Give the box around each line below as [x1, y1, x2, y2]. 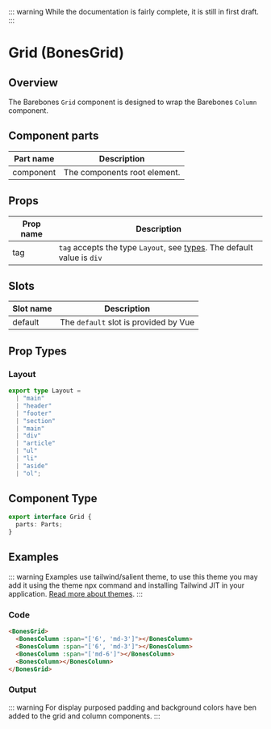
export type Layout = [8, 387, 81, 395]
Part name [13, 153, 55, 164]
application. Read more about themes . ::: [8, 589, 144, 598]
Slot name [12, 303, 52, 314]
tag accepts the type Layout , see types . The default [58, 241, 253, 253]
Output [8, 684, 37, 695]
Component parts [8, 129, 99, 143]
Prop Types [8, 344, 67, 358]
